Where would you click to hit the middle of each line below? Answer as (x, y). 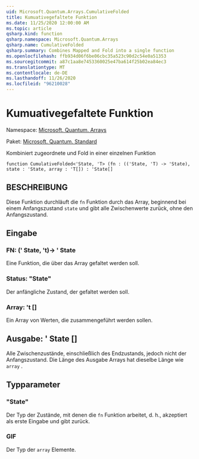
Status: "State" (29, 279)
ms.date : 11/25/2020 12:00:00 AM (48, 23)
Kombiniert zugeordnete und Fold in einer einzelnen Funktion (81, 153)
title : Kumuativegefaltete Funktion (52, 17)
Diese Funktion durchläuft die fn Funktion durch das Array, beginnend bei (96, 202)
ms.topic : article (29, 28)
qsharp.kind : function (34, 34)
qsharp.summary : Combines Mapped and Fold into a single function (90, 51)
